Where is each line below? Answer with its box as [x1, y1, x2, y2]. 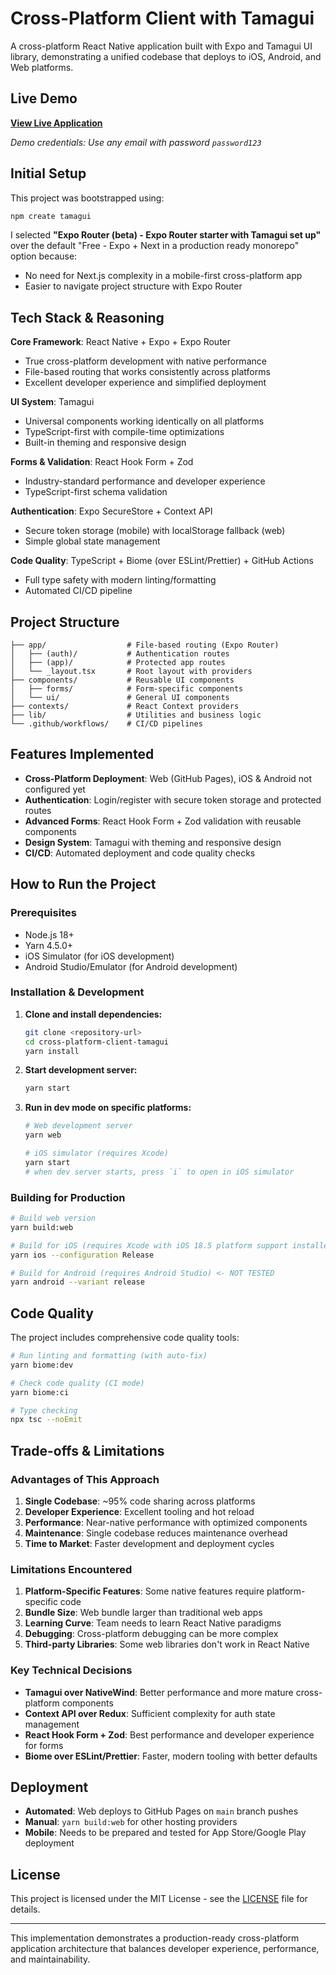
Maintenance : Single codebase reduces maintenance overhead [24, 1527, 288, 1539]
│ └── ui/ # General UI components [10, 693, 230, 703]
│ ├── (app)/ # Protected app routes [10, 658, 226, 668]
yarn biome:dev [10, 1360, 74, 1370]
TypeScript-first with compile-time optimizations [24, 426, 225, 438]
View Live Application [10, 117, 103, 129]
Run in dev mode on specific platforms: [24, 1102, 192, 1114]
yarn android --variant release [10, 1277, 145, 1287]
